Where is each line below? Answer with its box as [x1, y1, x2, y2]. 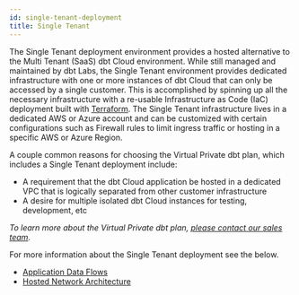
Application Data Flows [22, 266, 109, 277]
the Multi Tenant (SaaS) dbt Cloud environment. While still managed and [9, 56, 277, 66]
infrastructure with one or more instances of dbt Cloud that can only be [9, 74, 273, 85]
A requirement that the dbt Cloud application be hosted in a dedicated [22, 176, 281, 187]
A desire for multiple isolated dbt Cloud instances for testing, [22, 195, 248, 206]
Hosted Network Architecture [22, 275, 132, 287]
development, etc [22, 204, 88, 215]
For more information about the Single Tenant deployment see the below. [9, 248, 279, 260]
